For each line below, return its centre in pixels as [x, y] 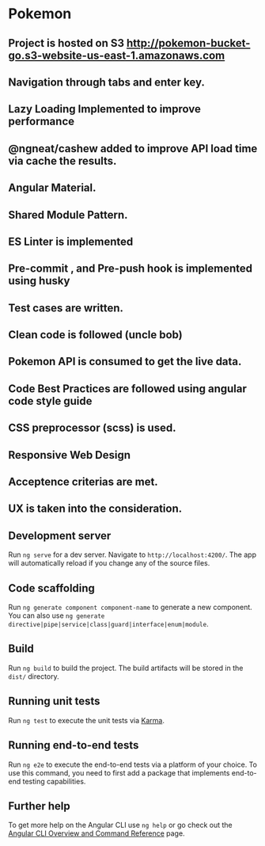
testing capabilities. [54, 781]
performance [42, 122]
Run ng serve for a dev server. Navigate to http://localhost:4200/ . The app [132, 554]
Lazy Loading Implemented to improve [105, 109]
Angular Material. [52, 188]
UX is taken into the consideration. [95, 509]
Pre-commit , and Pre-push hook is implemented [131, 269]
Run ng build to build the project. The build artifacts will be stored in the [126, 668]
